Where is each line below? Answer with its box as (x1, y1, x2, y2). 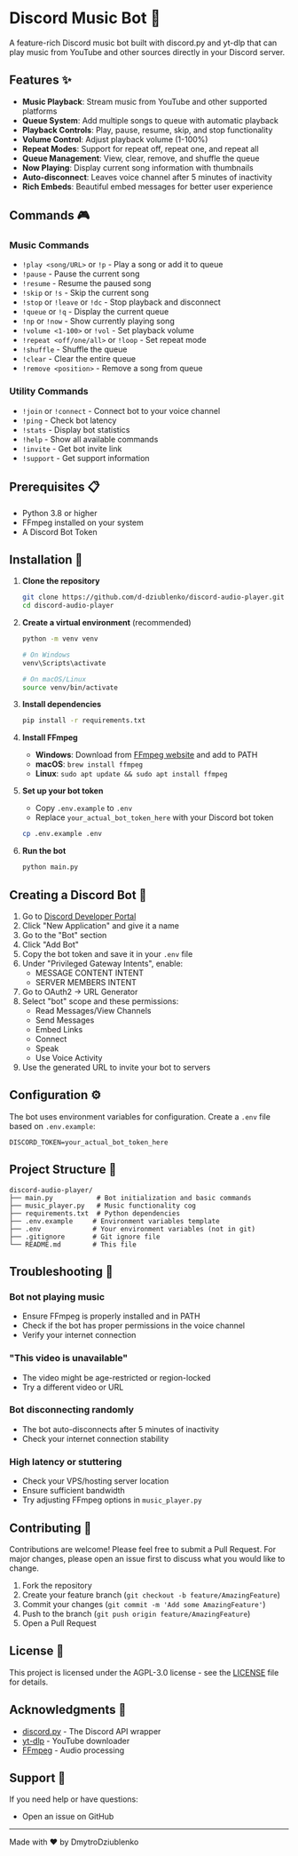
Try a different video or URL (21, 1382, 124, 1392)
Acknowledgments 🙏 (9, 1702, 127, 1717)
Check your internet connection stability (21, 1433, 169, 1444)
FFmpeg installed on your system (21, 517, 145, 528)
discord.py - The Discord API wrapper (21, 1725, 161, 1736)
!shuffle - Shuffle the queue (21, 344, 128, 354)
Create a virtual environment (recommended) (21, 617, 192, 628)
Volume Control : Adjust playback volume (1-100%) (21, 133, 208, 145)
